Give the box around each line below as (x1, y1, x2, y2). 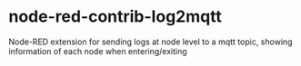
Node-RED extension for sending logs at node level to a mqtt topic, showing (8, 36, 293, 47)
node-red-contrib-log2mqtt (8, 6, 222, 27)
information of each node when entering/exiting (8, 45, 187, 56)
